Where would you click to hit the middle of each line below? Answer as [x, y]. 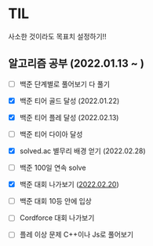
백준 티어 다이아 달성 [51, 134]
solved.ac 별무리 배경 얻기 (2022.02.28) [83, 151]
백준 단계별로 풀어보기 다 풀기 [64, 84]
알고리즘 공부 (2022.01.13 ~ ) [76, 64]
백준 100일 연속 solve [53, 168]
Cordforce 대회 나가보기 [57, 218]
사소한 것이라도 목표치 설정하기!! [58, 36]
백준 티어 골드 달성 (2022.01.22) [69, 101]
